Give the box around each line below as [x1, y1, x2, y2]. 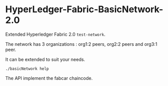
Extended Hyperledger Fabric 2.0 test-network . [5, 31, 106, 37]
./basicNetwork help [5, 66, 50, 71]
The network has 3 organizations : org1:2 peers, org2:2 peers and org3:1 [5, 41, 157, 47]
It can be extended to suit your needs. [5, 56, 85, 62]
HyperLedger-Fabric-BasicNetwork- [5, 4, 163, 15]
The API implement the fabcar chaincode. [5, 75, 93, 81]
